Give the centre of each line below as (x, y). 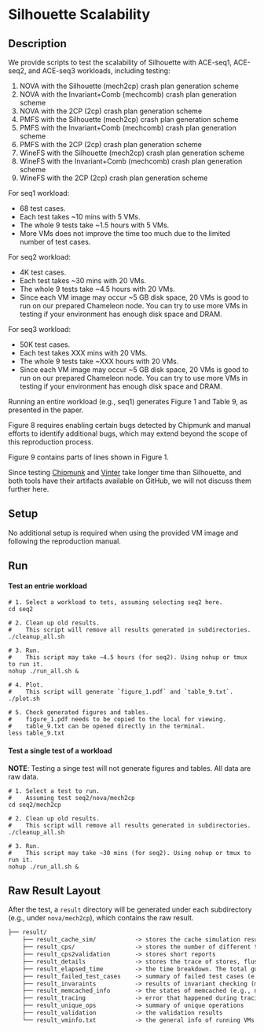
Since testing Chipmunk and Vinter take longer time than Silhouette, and (125, 472)
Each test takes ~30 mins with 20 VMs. (83, 280)
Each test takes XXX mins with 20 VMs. (83, 353)
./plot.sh (24, 699)
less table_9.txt (37, 733)
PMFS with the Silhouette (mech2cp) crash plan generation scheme (129, 119)
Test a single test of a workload (60, 750)
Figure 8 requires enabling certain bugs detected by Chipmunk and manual (130, 425)
